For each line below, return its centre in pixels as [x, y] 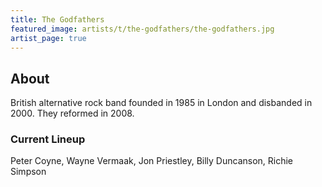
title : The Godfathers [57, 19]
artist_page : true [48, 38]
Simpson [28, 172]
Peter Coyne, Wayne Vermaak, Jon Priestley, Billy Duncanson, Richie [152, 161]
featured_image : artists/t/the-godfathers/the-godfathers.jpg [142, 29]
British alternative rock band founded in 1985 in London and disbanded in [161, 103]
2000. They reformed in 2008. [72, 113]
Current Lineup [48, 139]
